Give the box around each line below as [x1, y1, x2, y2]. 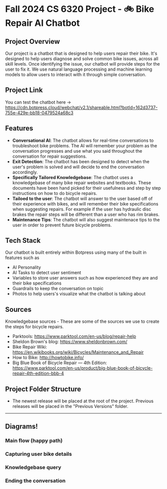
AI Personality [12, 264, 41, 271]
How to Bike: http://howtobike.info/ [12, 355, 84, 361]
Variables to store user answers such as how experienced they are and [12, 275, 158, 281]
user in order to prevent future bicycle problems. [12, 222, 112, 228]
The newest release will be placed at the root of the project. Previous [12, 398, 154, 404]
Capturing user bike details [5, 451, 72, 458]
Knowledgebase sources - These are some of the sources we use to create [5, 318, 160, 324]
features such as [5, 255, 40, 261]
